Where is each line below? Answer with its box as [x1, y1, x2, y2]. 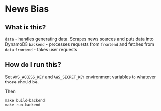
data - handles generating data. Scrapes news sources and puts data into [5, 36, 154, 42]
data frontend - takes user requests [5, 47, 78, 52]
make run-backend [5, 102, 41, 107]
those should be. [5, 79, 39, 84]
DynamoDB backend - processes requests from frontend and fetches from [5, 41, 154, 47]
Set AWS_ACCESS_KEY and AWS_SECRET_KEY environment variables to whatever [5, 74, 156, 80]
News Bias [5, 3, 49, 15]
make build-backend [5, 98, 45, 103]
